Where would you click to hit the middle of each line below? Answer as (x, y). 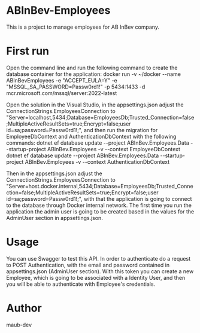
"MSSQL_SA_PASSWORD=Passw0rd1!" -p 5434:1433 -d (76, 87)
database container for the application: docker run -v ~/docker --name (94, 74)
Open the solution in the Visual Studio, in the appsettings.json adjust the (95, 105)
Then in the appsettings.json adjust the (54, 173)
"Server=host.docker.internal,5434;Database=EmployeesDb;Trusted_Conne (100, 186)
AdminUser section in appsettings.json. (54, 218)
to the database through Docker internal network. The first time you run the (99, 205)
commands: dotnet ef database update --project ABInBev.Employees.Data (98, 143)
